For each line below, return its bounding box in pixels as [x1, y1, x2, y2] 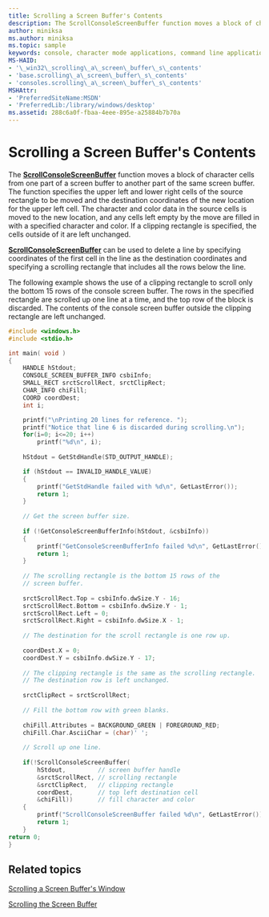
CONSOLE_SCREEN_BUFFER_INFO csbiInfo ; [22, 371, 152, 379]
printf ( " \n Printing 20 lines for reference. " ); [22, 416, 188, 424]
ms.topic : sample [8, 42, 66, 50]
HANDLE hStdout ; [22, 364, 78, 372]
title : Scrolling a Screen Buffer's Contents [8, 11, 163, 20]
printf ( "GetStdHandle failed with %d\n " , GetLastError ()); [37, 482, 239, 490]
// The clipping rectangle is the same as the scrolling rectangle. [22, 669, 256, 677]
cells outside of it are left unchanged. [8, 229, 131, 239]
